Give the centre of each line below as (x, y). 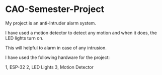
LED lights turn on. (24, 38)
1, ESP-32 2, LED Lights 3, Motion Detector (50, 67)
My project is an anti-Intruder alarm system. (51, 23)
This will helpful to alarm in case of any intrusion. (56, 47)
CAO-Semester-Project (55, 9)
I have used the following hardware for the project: (58, 57)
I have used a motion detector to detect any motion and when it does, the (81, 32)
